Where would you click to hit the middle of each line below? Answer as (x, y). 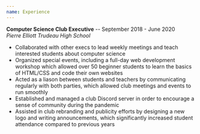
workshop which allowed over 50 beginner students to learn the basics (103, 66)
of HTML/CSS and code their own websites (69, 72)
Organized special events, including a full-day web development (95, 60)
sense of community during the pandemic (67, 105)
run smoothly (31, 92)
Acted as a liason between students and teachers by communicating (100, 79)
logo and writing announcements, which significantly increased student (104, 118)
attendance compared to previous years (65, 124)
